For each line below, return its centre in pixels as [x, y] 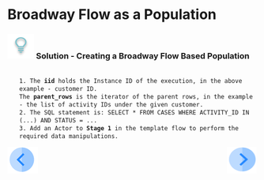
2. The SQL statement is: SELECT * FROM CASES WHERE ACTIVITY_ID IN [134, 113]
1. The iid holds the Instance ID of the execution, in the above [130, 81]
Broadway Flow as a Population [112, 15]
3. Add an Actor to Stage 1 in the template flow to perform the [128, 129]
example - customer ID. [58, 89]
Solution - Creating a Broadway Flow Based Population [143, 56]
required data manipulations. [69, 137]
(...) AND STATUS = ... [58, 121]
